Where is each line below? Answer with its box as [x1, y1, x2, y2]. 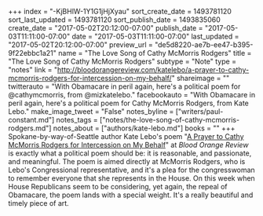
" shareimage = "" [171, 74, 230, 82]
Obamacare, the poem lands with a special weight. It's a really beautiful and [8, 190, 254, 200]
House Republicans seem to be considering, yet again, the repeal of [8, 182, 228, 191]
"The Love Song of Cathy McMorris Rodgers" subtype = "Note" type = [8, 57, 237, 66]
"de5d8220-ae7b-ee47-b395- [154, 40, 254, 49]
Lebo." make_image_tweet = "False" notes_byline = [8, 107, 174, 116]
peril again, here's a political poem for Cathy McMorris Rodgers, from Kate [8, 98, 249, 108]
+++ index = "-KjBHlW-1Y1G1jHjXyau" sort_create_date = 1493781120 [8, 7, 232, 16]
